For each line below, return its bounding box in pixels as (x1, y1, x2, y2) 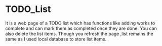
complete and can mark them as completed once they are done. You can (5, 25, 157, 31)
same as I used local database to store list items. (5, 36, 107, 42)
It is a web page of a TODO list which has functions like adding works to (5, 20, 155, 26)
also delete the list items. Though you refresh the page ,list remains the (5, 30, 153, 36)
